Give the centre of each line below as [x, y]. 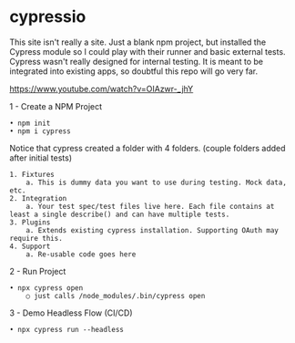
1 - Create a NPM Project [56, 106]
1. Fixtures [32, 174]
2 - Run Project [38, 271]
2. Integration [38, 198]
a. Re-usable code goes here [81, 254]
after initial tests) [41, 158]
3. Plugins [30, 222]
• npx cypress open [46, 288]
